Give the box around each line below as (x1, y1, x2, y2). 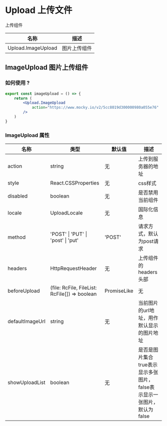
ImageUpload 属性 (5, 132, 50, 139)
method (7, 234, 26, 241)
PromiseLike (104, 287, 134, 294)
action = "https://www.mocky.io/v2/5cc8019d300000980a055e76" (31, 105, 159, 110)
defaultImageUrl (7, 318, 46, 325)
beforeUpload (7, 287, 40, 294)
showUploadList (7, 379, 46, 386)
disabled (7, 193, 28, 200)
